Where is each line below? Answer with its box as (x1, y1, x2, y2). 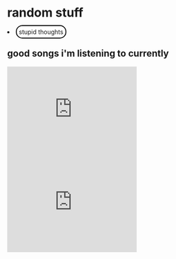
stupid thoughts (19, 28, 63, 36)
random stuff (7, 5, 84, 21)
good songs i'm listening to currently (7, 48, 169, 59)
